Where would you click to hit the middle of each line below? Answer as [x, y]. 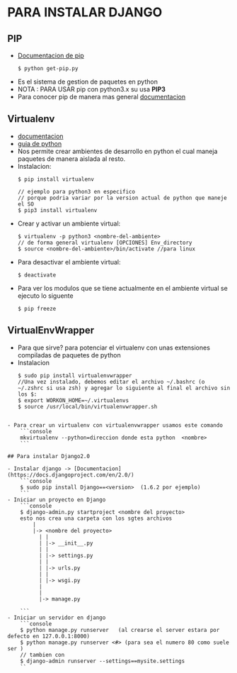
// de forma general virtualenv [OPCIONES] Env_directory [105, 243]
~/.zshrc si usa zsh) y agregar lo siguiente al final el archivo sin [124, 388]
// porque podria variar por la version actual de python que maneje [122, 198]
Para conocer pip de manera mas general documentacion [102, 97]
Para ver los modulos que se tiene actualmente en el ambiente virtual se [122, 288]
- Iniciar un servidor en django [57, 618]
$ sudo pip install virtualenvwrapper [75, 376]
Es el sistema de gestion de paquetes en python [87, 82]
